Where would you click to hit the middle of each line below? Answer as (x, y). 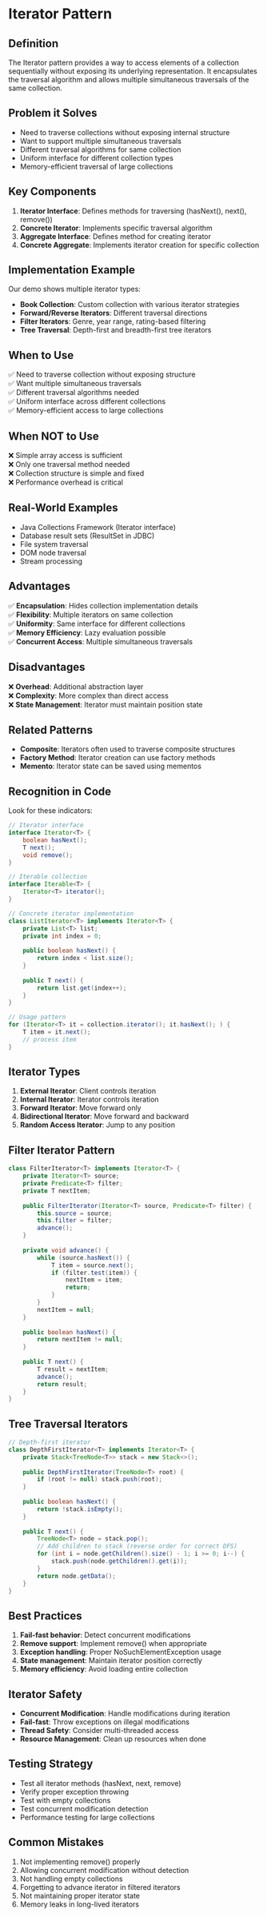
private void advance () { (66, 1250)
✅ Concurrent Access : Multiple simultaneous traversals (101, 641)
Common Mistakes (56, 1842)
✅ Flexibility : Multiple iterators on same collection (91, 614)
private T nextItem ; (57, 1191)
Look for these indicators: (51, 811)
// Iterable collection (48, 877)
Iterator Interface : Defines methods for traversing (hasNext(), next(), (133, 211)
